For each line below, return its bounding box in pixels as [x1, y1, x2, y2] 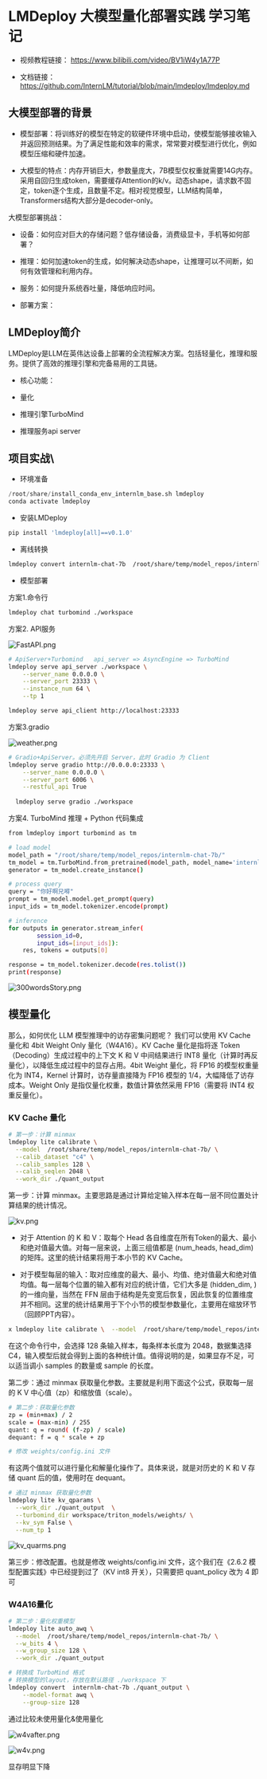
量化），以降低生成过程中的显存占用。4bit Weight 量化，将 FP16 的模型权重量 [8, 1060, 259, 1070]
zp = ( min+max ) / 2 [8, 1411, 73, 1419]
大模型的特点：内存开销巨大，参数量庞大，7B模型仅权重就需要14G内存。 [19, 165, 257, 175]
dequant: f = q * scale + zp [8, 1433, 105, 1441]
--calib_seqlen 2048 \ [15, 1168, 91, 1176]
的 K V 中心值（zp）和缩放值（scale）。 [8, 1388, 137, 1397]
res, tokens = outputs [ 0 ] [22, 946, 109, 955]
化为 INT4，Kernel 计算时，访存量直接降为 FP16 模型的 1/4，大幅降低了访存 [8, 1070, 254, 1080]
